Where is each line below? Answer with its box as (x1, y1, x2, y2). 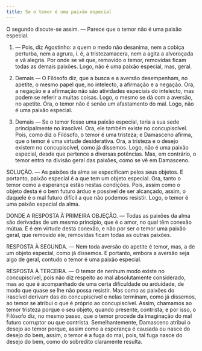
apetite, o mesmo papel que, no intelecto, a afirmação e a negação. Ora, (14, 81, 195, 88)
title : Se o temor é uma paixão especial (6, 8, 112, 15)
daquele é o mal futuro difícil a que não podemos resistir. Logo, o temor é (6, 194, 189, 201)
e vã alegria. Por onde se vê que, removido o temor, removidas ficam (14, 56, 187, 63)
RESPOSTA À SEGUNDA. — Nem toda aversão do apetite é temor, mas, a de (6, 242, 195, 250)
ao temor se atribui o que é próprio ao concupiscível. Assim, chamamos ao (6, 299, 192, 306)
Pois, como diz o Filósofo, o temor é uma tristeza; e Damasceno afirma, (14, 131, 193, 138)
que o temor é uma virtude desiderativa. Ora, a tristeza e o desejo (14, 137, 179, 145)
